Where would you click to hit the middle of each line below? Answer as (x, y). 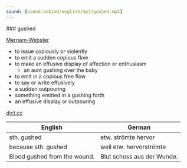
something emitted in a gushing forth (60, 95)
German (139, 127)
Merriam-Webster (28, 39)
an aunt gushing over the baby (61, 70)
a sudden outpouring (40, 88)
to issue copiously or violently (51, 51)
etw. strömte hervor (127, 137)
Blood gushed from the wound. (52, 156)
